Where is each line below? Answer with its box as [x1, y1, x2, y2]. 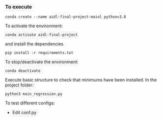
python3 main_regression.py [5, 92, 63, 97]
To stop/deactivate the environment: [5, 59, 79, 65]
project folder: [5, 82, 34, 88]
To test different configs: [5, 100, 55, 106]
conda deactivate [5, 68, 41, 74]
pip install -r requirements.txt [5, 50, 74, 56]
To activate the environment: [5, 23, 63, 29]
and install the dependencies [5, 41, 64, 47]
